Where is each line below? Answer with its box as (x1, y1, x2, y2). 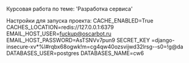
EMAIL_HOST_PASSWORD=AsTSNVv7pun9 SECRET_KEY (6, 37, 151, 43)
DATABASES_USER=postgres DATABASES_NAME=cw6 (6, 50, 144, 57)
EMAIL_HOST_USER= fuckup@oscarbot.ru (6, 30, 112, 37)
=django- (151, 37, 175, 43)
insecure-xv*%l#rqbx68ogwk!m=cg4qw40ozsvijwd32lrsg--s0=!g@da (6, 43, 184, 50)
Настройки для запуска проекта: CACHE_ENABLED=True (6, 17, 154, 24)
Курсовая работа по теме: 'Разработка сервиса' (6, 6, 133, 12)
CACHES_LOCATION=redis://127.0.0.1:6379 (6, 24, 114, 31)
